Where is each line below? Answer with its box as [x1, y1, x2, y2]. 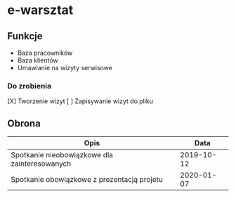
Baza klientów [17, 56, 58, 65]
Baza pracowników [17, 48, 73, 57]
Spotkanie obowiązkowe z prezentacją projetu [11, 175, 164, 185]
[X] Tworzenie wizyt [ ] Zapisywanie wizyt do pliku [7, 97, 153, 105]
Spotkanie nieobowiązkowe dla [11, 150, 114, 160]
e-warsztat [7, 2, 74, 18]
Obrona [7, 117, 41, 129]
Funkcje [7, 30, 44, 42]
